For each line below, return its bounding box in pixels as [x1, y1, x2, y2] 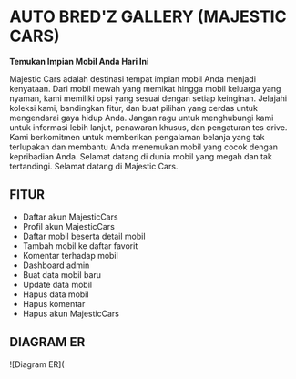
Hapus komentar [22, 298, 86, 309]
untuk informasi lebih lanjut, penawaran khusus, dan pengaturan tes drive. [9, 121, 288, 133]
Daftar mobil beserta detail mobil [22, 230, 146, 241]
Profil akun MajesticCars [22, 220, 116, 231]
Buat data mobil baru [22, 269, 102, 280]
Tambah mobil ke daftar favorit [22, 240, 138, 251]
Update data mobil [22, 279, 93, 290]
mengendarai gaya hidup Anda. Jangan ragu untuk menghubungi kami [9, 112, 274, 123]
